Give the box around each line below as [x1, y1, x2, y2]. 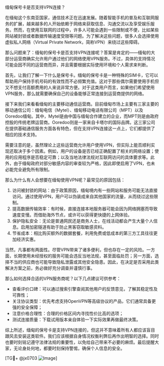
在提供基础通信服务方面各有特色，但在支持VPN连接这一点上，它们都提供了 [5, 125, 155, 131]
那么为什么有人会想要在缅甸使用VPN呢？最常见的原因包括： [5, 177, 125, 183]
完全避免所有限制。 [13, 167, 52, 172]
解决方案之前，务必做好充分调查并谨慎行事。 [5, 265, 95, 271]
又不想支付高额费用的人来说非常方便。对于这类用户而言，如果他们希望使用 [5, 85, 155, 90]
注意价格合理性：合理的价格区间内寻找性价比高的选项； [12, 311, 123, 316]
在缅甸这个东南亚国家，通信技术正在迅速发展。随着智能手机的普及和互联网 [5, 15, 155, 21]
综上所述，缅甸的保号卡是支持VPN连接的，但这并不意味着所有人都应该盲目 [5, 327, 155, 333]
